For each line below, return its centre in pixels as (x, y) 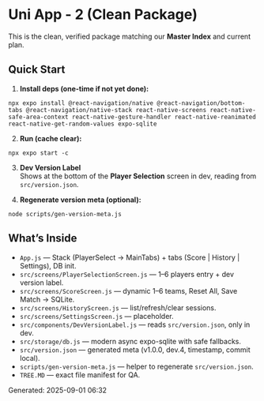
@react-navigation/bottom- (201, 103)
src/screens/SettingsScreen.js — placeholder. (96, 316)
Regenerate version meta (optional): (80, 200)
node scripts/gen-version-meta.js (65, 214)
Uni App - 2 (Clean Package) (103, 15)
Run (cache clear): (51, 138)
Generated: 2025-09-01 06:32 (58, 390)
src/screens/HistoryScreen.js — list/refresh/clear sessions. (118, 307)
